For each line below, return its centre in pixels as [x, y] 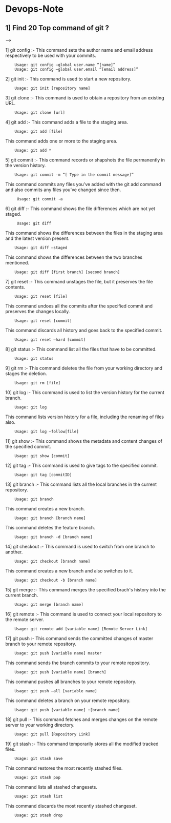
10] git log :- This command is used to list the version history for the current [85, 392]
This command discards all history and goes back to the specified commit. [84, 330]
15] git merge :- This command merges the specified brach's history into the [86, 590]
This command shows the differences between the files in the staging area [84, 233]
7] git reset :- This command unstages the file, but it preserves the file [79, 282]
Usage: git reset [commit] [43, 321]
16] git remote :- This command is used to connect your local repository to [84, 614]
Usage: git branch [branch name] [50, 518]
